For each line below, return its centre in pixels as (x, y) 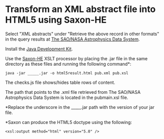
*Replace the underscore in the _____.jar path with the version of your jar (80, 107)
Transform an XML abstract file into (80, 9)
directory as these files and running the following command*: (68, 64)
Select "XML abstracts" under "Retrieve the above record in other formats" (82, 34)
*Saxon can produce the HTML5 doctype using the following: (69, 122)
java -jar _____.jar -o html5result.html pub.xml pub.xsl (67, 73)
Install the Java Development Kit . (39, 49)
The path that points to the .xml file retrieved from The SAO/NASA (73, 92)
